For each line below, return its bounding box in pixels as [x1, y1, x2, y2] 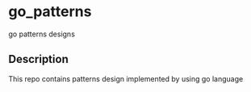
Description [8, 52, 69, 66]
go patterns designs [8, 29, 75, 39]
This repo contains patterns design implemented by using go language [8, 73, 244, 83]
